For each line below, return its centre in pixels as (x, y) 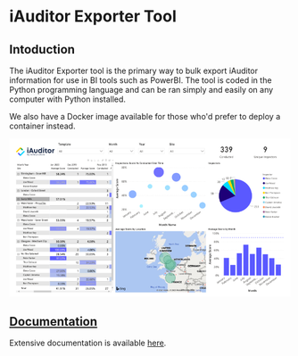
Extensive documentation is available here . (88, 343)
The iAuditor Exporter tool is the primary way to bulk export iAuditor (134, 70)
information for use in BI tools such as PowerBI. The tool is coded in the (141, 80)
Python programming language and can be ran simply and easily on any (141, 90)
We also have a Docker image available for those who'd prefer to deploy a (145, 116)
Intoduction (42, 50)
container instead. (42, 126)
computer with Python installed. (68, 99)
